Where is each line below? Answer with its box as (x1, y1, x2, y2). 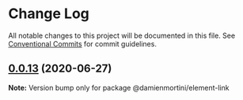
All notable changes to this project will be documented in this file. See (8, 31, 236, 40)
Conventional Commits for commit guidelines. (8, 39, 157, 48)
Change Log (8, 5, 89, 23)
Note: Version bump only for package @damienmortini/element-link (8, 83, 230, 92)
